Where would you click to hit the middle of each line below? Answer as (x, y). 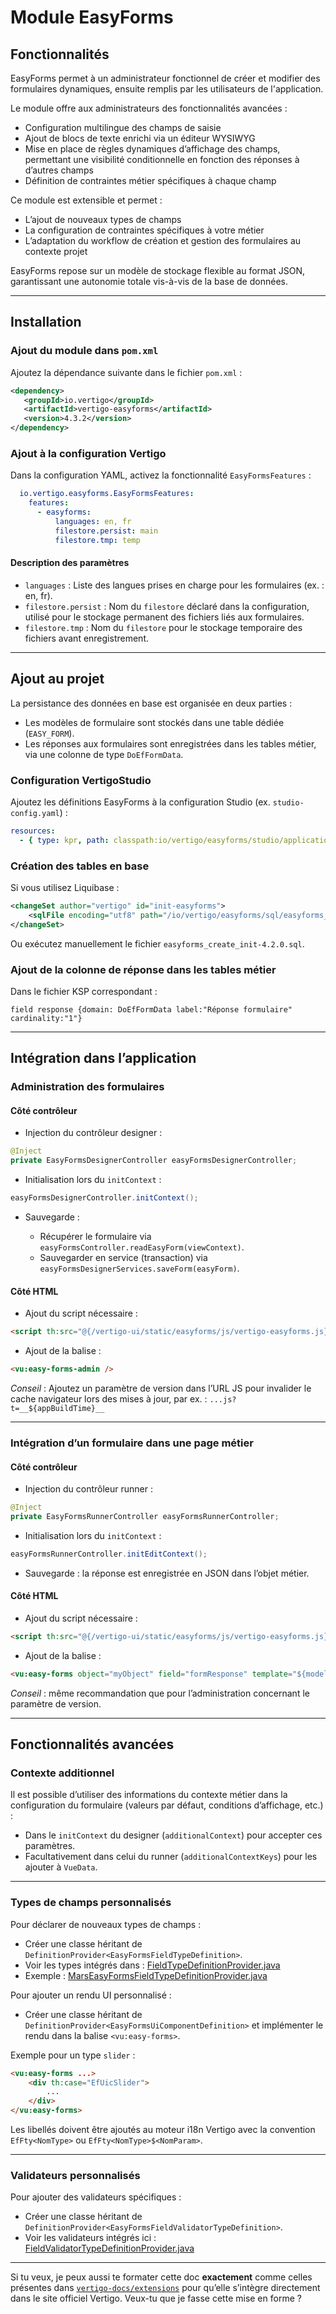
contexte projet (56, 251)
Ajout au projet (57, 679)
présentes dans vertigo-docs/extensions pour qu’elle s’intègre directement (165, 2288)
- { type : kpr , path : (64, 840)
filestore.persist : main (106, 531)
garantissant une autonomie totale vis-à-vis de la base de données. (149, 281)
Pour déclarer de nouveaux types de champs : (106, 1924)
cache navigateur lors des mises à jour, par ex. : (109, 1398)
